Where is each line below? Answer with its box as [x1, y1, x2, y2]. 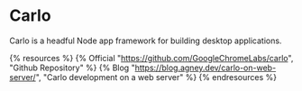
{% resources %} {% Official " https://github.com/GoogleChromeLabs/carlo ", [9, 52, 294, 63]
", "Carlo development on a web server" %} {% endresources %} [35, 71, 278, 82]
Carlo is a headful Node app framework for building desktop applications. [9, 35, 282, 46]
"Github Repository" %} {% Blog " [9, 62, 135, 73]
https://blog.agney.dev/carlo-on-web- [134, 62, 277, 73]
